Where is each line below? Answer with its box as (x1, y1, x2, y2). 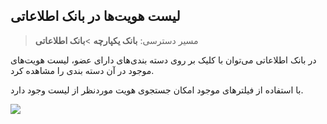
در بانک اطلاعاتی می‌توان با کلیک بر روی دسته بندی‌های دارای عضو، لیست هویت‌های (10, 54, 317, 66)
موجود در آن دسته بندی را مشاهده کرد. (10, 64, 155, 76)
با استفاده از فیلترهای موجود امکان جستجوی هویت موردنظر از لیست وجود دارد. (10, 84, 304, 96)
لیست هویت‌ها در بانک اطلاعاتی (10, 8, 181, 25)
